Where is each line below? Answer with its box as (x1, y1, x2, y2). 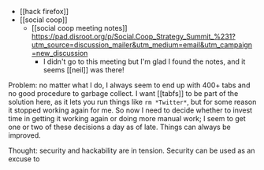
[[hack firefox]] (19, 7, 69, 16)
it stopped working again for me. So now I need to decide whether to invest (8, 105, 253, 115)
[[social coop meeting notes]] (31, 24, 128, 32)
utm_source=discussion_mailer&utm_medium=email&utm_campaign (31, 40, 253, 50)
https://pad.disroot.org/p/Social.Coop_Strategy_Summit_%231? (31, 31, 236, 41)
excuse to (8, 154, 40, 164)
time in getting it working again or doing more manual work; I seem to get (8, 114, 246, 123)
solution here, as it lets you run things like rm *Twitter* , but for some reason (8, 98, 257, 106)
